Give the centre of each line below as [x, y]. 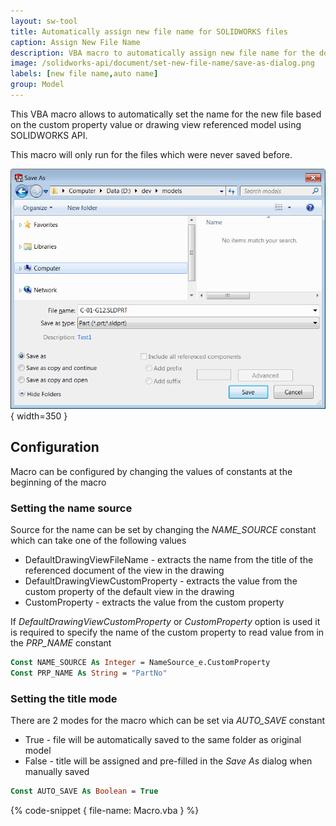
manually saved [57, 771]
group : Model [37, 85]
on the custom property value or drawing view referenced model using [156, 124]
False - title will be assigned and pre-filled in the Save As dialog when [168, 761]
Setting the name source [71, 508]
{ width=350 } [39, 416]
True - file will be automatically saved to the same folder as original [163, 739]
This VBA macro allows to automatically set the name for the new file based [166, 114]
